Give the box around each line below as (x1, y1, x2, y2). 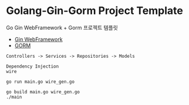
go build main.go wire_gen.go (6, 89, 80, 94)
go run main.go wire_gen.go (6, 79, 75, 85)
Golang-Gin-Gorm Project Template (6, 4, 183, 17)
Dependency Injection (6, 63, 59, 69)
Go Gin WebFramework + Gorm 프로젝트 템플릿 (6, 24, 119, 31)
